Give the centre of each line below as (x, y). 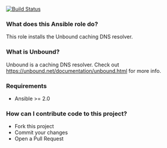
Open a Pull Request (39, 139)
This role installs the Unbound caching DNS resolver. (69, 37)
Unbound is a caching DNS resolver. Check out (63, 65)
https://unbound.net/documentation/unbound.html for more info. (84, 71)
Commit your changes (41, 133)
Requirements (27, 86)
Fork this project (34, 126)
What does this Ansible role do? (52, 24)
